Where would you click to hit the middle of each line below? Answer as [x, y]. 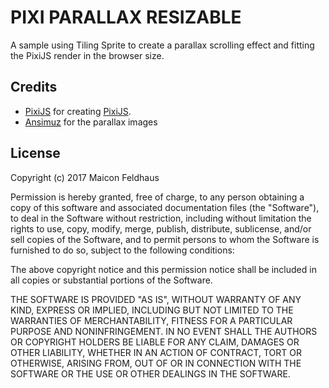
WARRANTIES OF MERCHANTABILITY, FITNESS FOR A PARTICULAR [151, 320]
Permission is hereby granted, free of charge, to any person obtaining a [157, 197]
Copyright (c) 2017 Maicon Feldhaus [85, 177]
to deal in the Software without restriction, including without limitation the [161, 218]
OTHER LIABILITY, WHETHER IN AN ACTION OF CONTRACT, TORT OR [156, 352]
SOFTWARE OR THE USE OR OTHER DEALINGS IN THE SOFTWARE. [150, 373]
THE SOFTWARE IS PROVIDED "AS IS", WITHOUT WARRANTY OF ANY [156, 299]
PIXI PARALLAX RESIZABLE [126, 17]
